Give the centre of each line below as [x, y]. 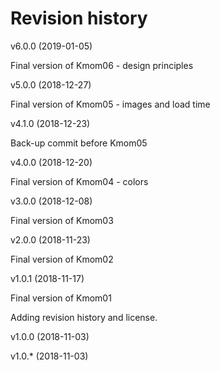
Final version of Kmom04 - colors [79, 181]
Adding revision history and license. [84, 317]
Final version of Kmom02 [62, 259]
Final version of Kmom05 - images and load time [110, 104]
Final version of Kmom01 [61, 298]
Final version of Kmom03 [62, 220]
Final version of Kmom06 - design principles [102, 65]
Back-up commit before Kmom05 [79, 143]
